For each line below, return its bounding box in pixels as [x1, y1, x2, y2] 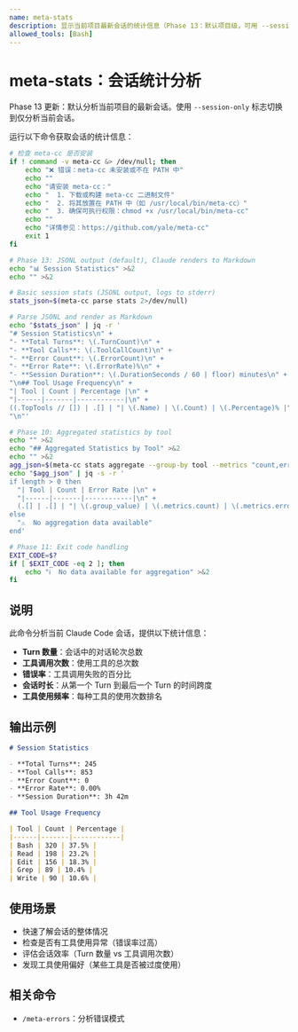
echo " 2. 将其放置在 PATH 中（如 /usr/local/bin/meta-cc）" [25, 199, 248, 208]
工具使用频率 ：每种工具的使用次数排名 [21, 691, 162, 702]
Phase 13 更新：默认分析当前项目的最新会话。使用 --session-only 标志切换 [9, 101, 283, 112]
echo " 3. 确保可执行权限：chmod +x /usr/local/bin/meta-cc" [25, 207, 249, 216]
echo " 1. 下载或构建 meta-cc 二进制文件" [25, 190, 175, 200]
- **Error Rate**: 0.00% [9, 784, 101, 793]
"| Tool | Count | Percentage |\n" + [9, 387, 149, 396]
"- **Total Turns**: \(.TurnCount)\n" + [9, 337, 161, 346]
